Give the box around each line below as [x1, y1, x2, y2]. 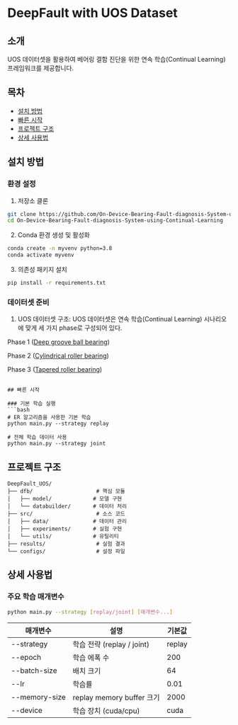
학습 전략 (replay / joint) [72, 639, 150, 649]
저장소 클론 [17, 196, 49, 205]
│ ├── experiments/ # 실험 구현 [7, 525, 123, 532]
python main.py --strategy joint [7, 440, 106, 447]
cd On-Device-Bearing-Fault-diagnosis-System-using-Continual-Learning [7, 217, 223, 224]
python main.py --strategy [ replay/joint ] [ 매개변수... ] [7, 608, 174, 615]
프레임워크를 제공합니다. [7, 64, 74, 72]
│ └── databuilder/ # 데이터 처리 [7, 503, 127, 510]
